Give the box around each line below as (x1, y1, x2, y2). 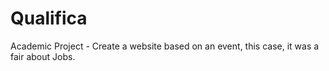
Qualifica (10, 7, 88, 30)
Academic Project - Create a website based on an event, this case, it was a (10, 40, 320, 52)
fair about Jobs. (10, 50, 76, 62)
